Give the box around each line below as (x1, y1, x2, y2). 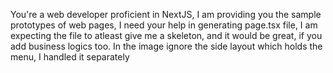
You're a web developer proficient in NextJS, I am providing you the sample (10, 9, 322, 20)
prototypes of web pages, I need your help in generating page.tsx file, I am (10, 19, 318, 31)
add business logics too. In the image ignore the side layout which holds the (10, 40, 323, 52)
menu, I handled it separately (10, 51, 130, 63)
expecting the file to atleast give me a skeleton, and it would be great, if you (10, 30, 323, 41)
